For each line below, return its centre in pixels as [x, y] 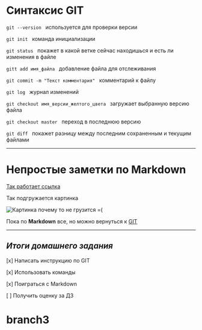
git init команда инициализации [51, 39]
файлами [18, 140]
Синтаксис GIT [45, 11]
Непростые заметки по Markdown [96, 170]
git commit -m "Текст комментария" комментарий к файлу [81, 80]
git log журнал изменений [43, 92]
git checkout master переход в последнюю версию [74, 122]
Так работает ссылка [33, 186]
